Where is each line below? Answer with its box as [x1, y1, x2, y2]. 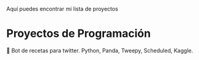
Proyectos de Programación [6, 27, 151, 40]
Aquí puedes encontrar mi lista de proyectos [6, 6, 118, 12]
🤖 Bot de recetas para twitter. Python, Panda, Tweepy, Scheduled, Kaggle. [6, 47, 193, 54]
